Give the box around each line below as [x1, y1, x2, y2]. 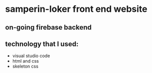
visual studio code [12, 53, 50, 59]
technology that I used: [5, 39, 79, 48]
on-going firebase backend [5, 23, 92, 32]
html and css [12, 58, 39, 64]
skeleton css [12, 63, 39, 70]
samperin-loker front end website [5, 3, 148, 15]
